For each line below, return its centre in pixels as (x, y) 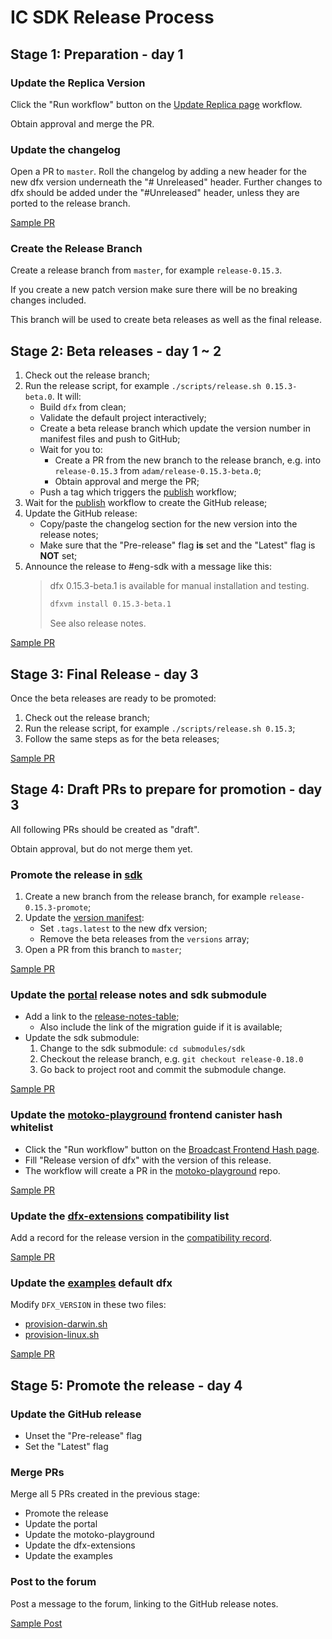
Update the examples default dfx (91, 1283)
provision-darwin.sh (66, 1324)
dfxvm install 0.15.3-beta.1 (110, 604)
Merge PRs (37, 1472)
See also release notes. (98, 623)
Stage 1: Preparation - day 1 (97, 54)
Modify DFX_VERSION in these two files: (88, 1305)
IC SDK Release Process (112, 17)
